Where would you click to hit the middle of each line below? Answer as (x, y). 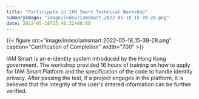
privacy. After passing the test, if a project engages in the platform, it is (95, 78)
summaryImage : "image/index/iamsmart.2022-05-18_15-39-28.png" (88, 18)
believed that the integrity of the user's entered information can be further (99, 84)
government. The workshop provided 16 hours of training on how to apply (98, 65)
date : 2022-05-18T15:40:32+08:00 (49, 23)
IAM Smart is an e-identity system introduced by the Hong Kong (86, 59)
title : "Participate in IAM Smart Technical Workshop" (77, 12)
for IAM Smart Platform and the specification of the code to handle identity (99, 72)
